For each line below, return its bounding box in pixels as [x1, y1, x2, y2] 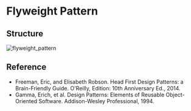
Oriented [15, 97, 38, 104]
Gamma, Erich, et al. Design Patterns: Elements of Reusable [15, 91, 165, 98]
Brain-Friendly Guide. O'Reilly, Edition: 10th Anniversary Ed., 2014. [15, 84, 181, 92]
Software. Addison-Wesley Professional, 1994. [38, 97, 155, 104]
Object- [165, 91, 185, 98]
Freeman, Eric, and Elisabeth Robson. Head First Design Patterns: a [15, 78, 184, 86]
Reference [6, 62, 47, 72]
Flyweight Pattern [6, 4, 99, 18]
